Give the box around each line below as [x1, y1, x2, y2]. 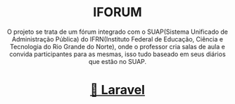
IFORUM [93, 4, 142, 20]
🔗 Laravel [89, 82, 146, 98]
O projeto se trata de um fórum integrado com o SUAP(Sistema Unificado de [6, 27, 229, 36]
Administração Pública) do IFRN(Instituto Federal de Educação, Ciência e [12, 34, 223, 43]
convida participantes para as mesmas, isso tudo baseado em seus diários [9, 50, 226, 58]
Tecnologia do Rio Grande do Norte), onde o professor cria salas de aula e [9, 42, 226, 51]
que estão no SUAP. [88, 57, 147, 65]
